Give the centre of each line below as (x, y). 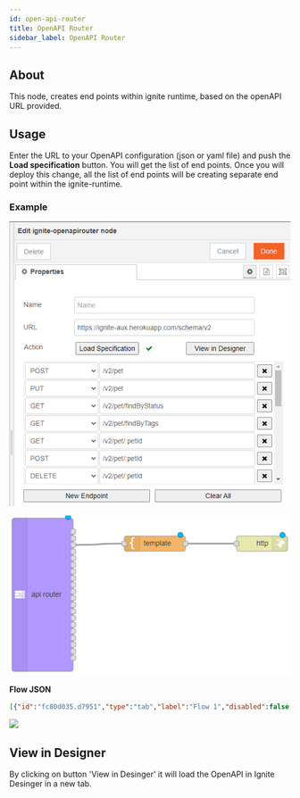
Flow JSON (30, 689)
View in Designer (58, 753)
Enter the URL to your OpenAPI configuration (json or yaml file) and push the (150, 155)
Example (29, 207)
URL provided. (36, 106)
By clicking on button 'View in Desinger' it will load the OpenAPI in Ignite (142, 774)
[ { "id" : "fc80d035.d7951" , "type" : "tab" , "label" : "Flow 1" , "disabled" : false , (151, 707)
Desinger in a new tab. (50, 784)
